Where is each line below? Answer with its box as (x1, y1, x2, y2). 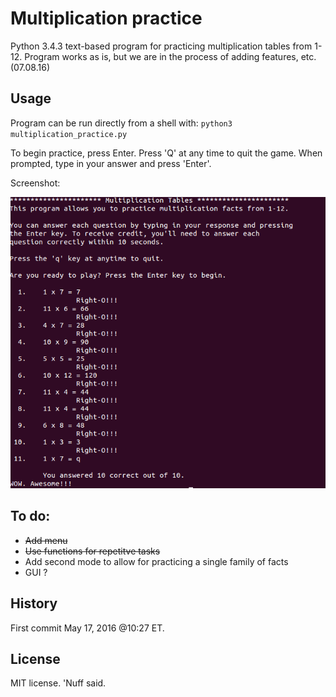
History (10, 595, 58, 612)
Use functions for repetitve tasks (24, 545, 161, 557)
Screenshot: (10, 177, 61, 189)
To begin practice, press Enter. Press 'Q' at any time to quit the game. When (10, 147, 323, 159)
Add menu (24, 534, 68, 546)
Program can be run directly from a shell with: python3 (10, 117, 233, 129)
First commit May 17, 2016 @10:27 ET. (10, 622, 165, 634)
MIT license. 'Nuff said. (10, 677, 107, 689)
